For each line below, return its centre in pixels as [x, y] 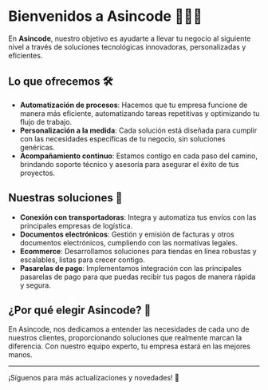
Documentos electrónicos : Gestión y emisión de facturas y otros [127, 234]
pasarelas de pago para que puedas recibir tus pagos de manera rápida [138, 277]
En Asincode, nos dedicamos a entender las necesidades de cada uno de [129, 329]
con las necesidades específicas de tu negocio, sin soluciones [122, 138]
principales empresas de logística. [76, 225]
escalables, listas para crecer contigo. [82, 260]
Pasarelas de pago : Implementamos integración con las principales [130, 268]
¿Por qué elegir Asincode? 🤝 [80, 310]
